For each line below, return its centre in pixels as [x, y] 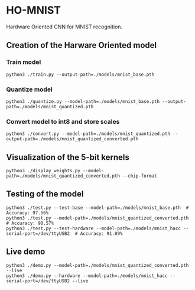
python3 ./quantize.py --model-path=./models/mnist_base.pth [83, 101]
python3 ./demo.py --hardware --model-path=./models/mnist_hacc [87, 276]
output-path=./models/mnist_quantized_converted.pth [72, 139]
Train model [24, 62]
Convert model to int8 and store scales [63, 121]
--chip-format [140, 176]
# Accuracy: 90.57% [30, 223]
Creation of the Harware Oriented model [82, 45]
